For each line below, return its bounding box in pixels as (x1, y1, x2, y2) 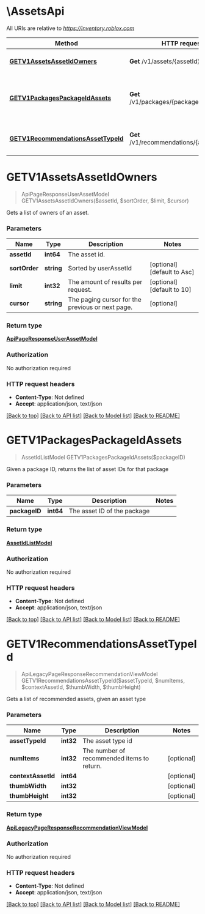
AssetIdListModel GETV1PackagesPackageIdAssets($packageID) (21, 454, 186, 461)
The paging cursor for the (68, 295, 142, 304)
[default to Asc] (149, 268, 195, 277)
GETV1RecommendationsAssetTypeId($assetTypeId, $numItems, (21, 677, 185, 685)
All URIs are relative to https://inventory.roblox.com (6, 24, 135, 32)
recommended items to (82, 754, 149, 763)
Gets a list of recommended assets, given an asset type (6, 696, 146, 703)
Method (54, 39, 78, 47)
